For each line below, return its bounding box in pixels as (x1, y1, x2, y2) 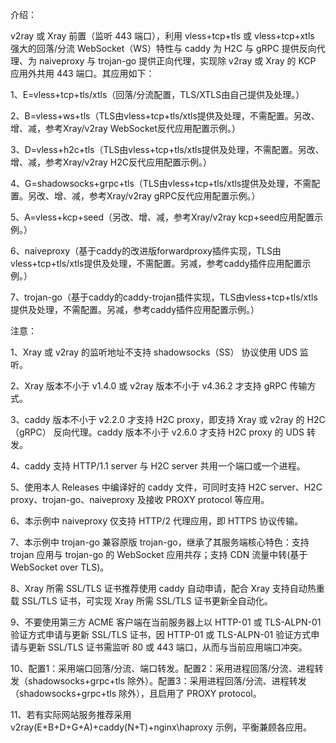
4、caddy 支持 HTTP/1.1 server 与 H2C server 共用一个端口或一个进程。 (10, 460, 306, 472)
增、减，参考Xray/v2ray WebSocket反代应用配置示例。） (10, 123, 242, 134)
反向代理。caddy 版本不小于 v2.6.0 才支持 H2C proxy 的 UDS (53, 426, 305, 438)
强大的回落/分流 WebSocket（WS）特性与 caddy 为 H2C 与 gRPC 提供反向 (10, 43, 317, 54)
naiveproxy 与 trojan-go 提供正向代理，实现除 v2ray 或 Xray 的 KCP (38, 55, 317, 67)
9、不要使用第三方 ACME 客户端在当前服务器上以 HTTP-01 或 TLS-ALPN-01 (10, 616, 322, 628)
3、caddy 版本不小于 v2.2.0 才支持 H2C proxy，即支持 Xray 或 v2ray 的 (10, 414, 305, 425)
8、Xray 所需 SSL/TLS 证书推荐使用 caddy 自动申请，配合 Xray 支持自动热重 (10, 583, 325, 594)
